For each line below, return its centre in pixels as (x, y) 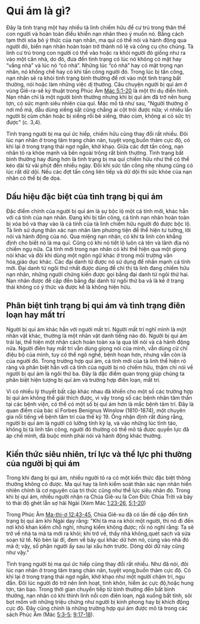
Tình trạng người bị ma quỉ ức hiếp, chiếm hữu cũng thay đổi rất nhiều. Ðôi (97, 134)
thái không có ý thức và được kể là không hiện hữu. (69, 287)
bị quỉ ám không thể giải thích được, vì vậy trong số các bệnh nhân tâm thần (99, 397)
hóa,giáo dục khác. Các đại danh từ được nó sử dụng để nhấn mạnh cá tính (99, 261)
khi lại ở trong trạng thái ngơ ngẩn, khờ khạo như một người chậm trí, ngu (96, 577)
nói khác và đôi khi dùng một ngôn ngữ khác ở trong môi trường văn (89, 255)
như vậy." (18, 553)
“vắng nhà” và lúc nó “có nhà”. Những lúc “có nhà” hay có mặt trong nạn (95, 65)
